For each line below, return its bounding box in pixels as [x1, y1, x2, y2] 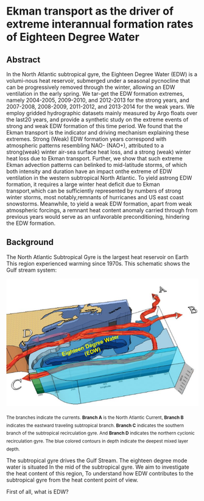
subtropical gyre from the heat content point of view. [6, 476, 139, 483]
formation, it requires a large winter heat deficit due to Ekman [6, 181, 160, 188]
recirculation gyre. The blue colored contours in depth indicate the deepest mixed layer [6, 438, 189, 444]
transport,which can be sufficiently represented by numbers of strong [6, 187, 181, 194]
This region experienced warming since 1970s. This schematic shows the [6, 260, 190, 267]
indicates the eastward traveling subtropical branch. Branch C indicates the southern [6, 422, 185, 428]
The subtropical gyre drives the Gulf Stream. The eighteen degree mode [6, 457, 188, 464]
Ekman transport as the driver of [6, 4, 174, 18]
